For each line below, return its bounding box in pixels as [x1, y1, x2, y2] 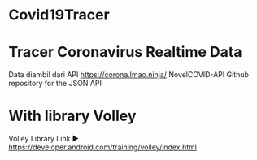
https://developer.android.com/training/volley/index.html [8, 142, 198, 152]
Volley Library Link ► [8, 134, 80, 144]
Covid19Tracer [8, 6, 110, 24]
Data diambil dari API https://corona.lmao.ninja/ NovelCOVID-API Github [8, 70, 250, 80]
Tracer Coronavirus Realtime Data [8, 43, 242, 62]
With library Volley [8, 107, 137, 125]
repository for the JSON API [8, 79, 102, 89]
